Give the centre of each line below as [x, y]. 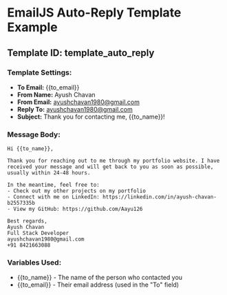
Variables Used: [34, 263]
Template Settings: [40, 72]
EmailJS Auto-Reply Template [94, 13]
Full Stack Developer [38, 233]
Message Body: [34, 134]
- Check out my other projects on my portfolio [77, 191]
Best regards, [28, 221]
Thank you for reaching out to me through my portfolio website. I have [113, 161]
